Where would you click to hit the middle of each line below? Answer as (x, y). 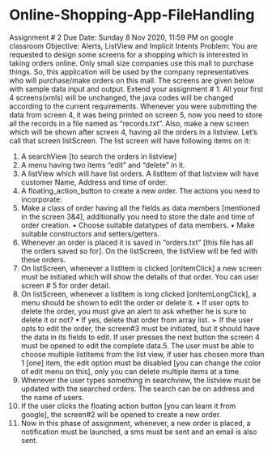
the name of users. (52, 397)
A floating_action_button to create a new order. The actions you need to (140, 190)
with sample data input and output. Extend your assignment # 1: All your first (136, 89)
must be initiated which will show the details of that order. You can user (140, 276)
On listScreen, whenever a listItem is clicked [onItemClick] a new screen (141, 268)
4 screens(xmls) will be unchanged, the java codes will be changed (121, 97)
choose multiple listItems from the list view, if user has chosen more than (142, 354)
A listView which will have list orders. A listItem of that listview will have (140, 173)
